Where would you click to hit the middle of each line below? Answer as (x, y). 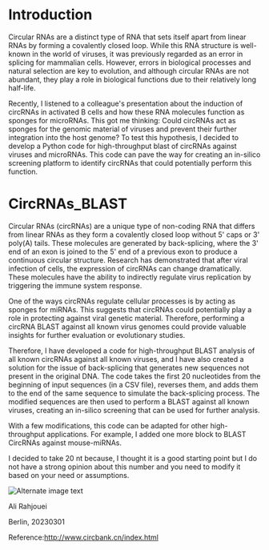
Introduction (50, 15)
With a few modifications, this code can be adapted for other (108, 425)
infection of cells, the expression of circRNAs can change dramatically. (125, 268)
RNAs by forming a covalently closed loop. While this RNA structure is (123, 45)
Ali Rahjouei (28, 506)
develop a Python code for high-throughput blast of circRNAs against (123, 146)
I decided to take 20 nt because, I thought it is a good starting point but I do (133, 458)
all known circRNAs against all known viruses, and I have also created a (126, 359)
